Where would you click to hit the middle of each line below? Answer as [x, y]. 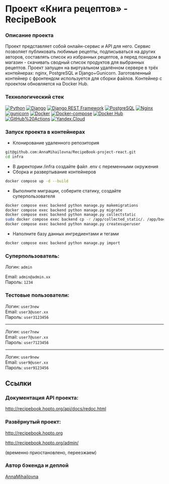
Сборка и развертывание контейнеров [54, 172]
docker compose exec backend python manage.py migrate [64, 210]
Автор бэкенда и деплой [37, 465]
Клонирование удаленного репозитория [56, 143]
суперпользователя [34, 196]
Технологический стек [35, 97]
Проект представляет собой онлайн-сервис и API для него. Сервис [78, 46]
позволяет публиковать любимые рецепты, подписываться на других [80, 52]
